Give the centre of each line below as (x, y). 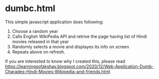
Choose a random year (35, 31)
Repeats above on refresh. (39, 52)
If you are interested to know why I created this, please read (65, 61)
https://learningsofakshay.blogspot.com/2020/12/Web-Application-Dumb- (79, 66)
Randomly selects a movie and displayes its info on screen (71, 47)
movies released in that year (40, 41)
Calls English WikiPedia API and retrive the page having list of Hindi (79, 36)
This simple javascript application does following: (54, 22)
